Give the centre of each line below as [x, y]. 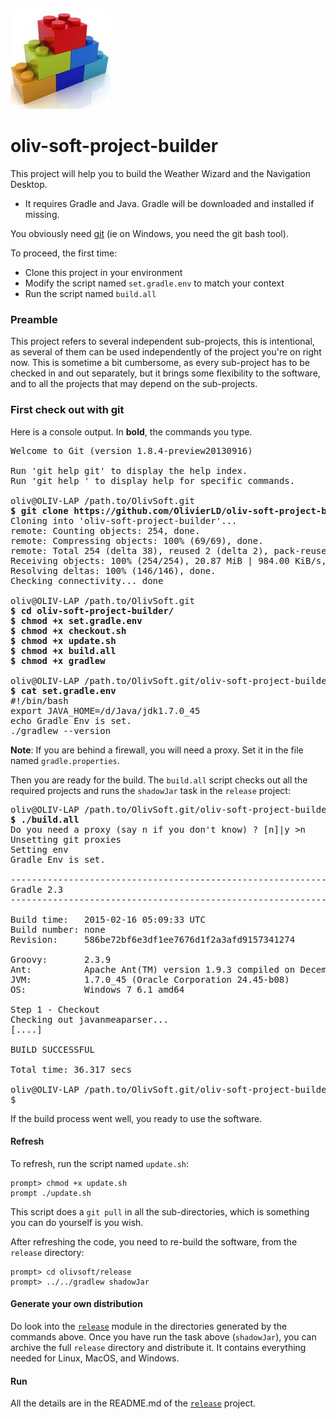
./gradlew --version [61, 730]
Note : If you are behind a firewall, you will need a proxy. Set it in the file [157, 750]
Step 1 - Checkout [55, 1009]
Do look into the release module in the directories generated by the [149, 1326]
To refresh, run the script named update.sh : [100, 1163]
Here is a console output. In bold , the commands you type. [131, 431]
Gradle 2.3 [37, 889]
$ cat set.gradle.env [63, 690]
